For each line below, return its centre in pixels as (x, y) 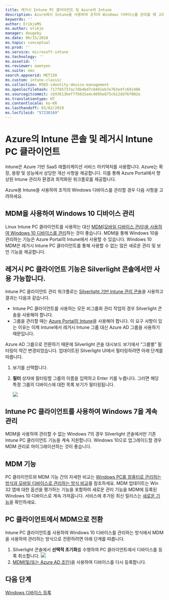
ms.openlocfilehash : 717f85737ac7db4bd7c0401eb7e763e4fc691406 (73, 89)
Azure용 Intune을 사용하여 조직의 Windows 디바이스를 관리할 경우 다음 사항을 (82, 190)
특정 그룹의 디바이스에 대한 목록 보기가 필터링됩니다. (63, 385)
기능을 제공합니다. (28, 251)
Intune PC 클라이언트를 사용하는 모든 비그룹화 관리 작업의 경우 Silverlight (84, 309)
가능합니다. (29, 279)
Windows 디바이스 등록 (28, 592)
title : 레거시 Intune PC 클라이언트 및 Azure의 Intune (59, 10)
